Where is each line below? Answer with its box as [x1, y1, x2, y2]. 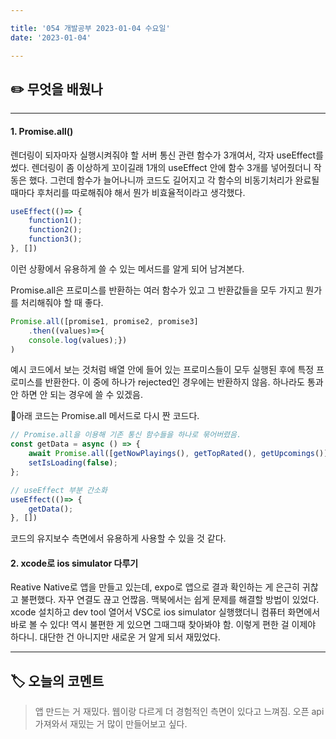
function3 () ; [28, 234, 83, 245]
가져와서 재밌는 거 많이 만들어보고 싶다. [34, 718, 188, 730]
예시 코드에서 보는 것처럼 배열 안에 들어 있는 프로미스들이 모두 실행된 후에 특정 [10, 364, 315, 376]
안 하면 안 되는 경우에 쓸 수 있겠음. [10, 389, 143, 401]
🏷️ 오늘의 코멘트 [10, 672, 105, 690]
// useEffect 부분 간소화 [10, 485, 108, 495]
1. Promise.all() [10, 125, 74, 137]
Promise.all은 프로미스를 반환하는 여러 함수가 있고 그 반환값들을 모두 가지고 [10, 284, 304, 296]
